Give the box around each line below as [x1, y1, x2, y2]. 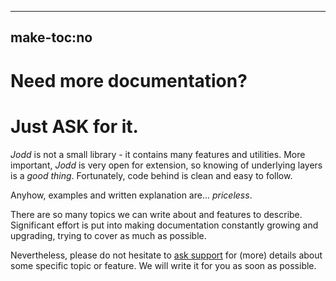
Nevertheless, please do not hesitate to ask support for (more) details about [10, 249, 323, 261]
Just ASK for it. [10, 115, 139, 138]
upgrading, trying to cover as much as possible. [10, 229, 207, 241]
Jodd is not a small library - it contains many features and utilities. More [10, 148, 306, 160]
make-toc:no [10, 29, 93, 46]
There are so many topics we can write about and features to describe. [10, 208, 303, 220]
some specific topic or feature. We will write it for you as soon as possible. [10, 259, 317, 271]
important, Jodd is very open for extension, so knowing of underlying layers [10, 159, 323, 171]
